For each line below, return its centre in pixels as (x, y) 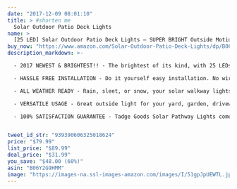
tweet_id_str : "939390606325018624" (61, 135)
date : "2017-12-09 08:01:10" (50, 14)
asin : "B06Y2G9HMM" (36, 168)
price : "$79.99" (31, 142)
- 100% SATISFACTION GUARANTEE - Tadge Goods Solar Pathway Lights (115, 117)
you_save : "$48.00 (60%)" (45, 161)
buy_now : (20, 46)
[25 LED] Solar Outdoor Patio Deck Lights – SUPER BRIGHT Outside (113, 40)
